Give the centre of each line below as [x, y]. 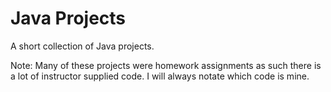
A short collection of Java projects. [82, 46]
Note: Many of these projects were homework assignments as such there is [166, 65]
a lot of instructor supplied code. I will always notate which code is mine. [160, 76]
